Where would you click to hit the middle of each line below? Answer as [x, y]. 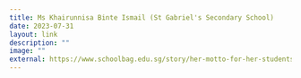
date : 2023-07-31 [42, 26]
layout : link [34, 34]
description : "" [39, 43]
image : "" [28, 51]
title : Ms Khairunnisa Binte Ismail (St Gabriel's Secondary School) [142, 17]
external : [28, 59]
